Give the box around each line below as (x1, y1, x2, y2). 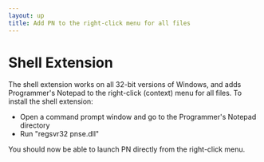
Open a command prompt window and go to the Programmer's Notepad (19, 113, 257, 122)
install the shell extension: (8, 97, 93, 106)
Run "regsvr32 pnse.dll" (19, 129, 100, 139)
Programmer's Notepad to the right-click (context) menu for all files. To (8, 89, 242, 98)
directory (19, 121, 50, 130)
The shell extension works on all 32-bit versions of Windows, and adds (8, 80, 242, 89)
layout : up (8, 11, 45, 20)
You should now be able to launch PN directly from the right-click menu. (8, 144, 246, 154)
